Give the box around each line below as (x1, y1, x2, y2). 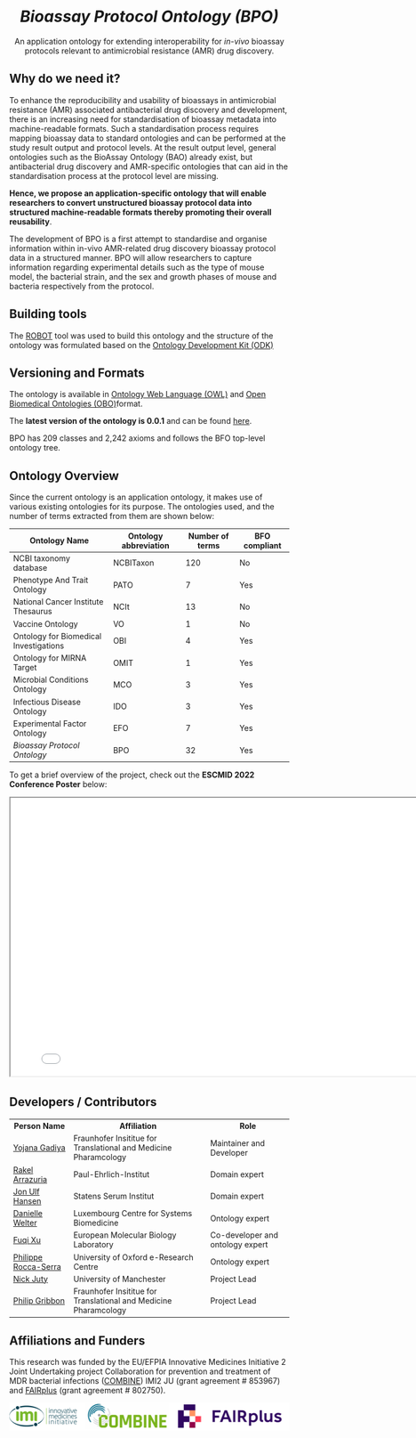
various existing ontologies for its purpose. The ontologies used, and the (9, 501, 275, 512)
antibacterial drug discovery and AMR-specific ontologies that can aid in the (9, 161, 289, 172)
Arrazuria (12, 1174, 47, 1184)
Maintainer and (210, 1137, 265, 1149)
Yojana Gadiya (12, 1142, 66, 1153)
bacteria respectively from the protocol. (9, 280, 155, 291)
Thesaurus (12, 606, 52, 617)
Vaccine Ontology (12, 618, 78, 629)
